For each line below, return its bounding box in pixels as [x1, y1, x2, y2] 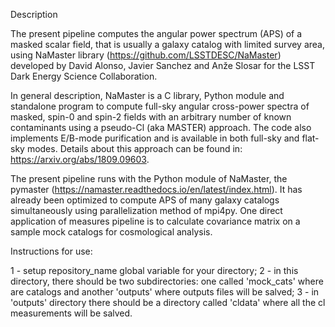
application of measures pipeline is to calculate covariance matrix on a [10, 215, 301, 227]
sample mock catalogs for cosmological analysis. [10, 226, 213, 238]
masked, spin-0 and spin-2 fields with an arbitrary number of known [10, 111, 292, 123]
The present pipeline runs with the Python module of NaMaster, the [10, 173, 288, 184]
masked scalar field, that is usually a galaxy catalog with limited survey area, [10, 39, 325, 50]
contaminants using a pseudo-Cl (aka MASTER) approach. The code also [10, 122, 312, 133]
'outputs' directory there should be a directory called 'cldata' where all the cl [10, 297, 326, 308]
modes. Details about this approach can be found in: [26, 143, 243, 154]
